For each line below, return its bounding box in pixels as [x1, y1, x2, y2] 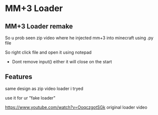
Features [5, 73, 32, 81]
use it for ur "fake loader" [5, 95, 56, 101]
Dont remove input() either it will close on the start [12, 59, 112, 64]
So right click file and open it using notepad [5, 49, 92, 55]
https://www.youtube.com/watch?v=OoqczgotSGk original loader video [5, 104, 147, 110]
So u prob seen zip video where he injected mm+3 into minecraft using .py [5, 35, 154, 41]
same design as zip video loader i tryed [5, 86, 84, 91]
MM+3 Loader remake [5, 22, 73, 30]
